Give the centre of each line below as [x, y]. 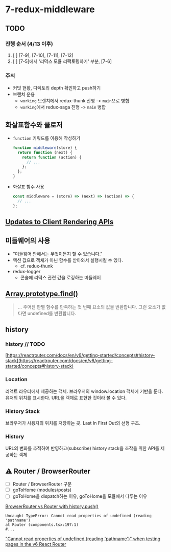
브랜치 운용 [24, 94]
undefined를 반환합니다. [52, 313]
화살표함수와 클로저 [34, 125]
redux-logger [27, 271]
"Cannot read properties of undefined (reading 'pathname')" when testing [83, 539]
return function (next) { [45, 152]
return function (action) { [52, 157]
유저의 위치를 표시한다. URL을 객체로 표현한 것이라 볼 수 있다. [66, 398]
